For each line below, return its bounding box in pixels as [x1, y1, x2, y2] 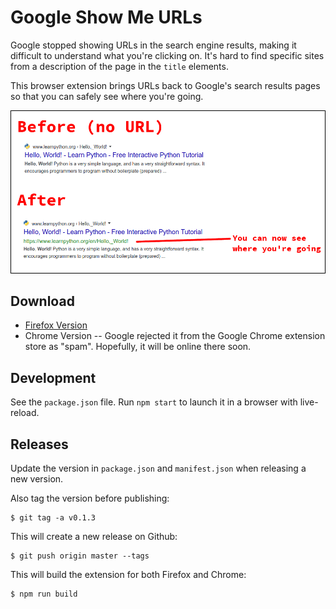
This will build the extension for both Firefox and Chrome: [10, 569, 247, 580]
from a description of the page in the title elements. [10, 60, 229, 72]
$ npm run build [10, 589, 78, 599]
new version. [10, 473, 64, 485]
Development [10, 369, 97, 386]
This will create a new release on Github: [10, 531, 178, 542]
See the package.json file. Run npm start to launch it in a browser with [10, 396, 298, 408]
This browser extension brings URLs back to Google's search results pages [10, 79, 321, 91]
